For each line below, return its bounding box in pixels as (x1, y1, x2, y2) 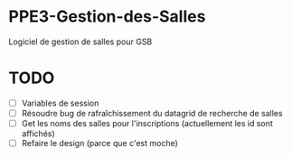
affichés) (21, 128, 55, 139)
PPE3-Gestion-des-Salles (8, 6, 206, 27)
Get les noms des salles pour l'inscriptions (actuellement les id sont (21, 118, 273, 128)
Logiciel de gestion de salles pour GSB (8, 36, 153, 47)
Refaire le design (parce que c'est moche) (21, 138, 178, 149)
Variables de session (21, 97, 99, 108)
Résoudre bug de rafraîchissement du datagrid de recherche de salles (21, 107, 283, 118)
